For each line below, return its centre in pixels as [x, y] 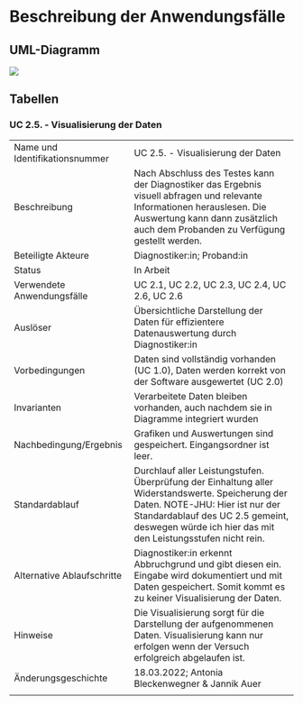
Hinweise [33, 635]
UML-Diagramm [55, 50]
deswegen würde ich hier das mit [204, 526]
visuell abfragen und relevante [198, 196]
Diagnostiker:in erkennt [183, 553]
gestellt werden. [168, 241]
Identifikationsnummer [62, 158]
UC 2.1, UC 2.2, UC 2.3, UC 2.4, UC [210, 284]
